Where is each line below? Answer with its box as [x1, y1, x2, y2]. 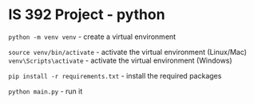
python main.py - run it [8, 86, 83, 96]
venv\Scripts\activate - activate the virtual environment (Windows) [8, 56, 233, 65]
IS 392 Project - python [8, 6, 165, 24]
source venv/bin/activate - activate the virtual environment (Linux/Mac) [8, 47, 248, 56]
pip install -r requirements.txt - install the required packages [8, 71, 222, 80]
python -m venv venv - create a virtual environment [8, 32, 177, 41]
